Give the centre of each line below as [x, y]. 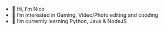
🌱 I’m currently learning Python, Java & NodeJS [69, 21]
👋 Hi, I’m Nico [28, 9]
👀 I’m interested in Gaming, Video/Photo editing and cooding [85, 15]
